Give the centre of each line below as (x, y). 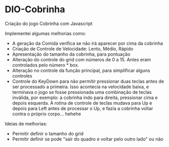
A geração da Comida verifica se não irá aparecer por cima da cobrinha (88, 43)
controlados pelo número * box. (46, 65)
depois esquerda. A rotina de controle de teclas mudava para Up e (82, 103)
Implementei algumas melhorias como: (45, 33)
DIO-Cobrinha (35, 9)
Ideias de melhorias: (26, 124)
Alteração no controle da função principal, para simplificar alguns (81, 70)
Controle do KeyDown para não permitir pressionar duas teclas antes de (88, 81)
